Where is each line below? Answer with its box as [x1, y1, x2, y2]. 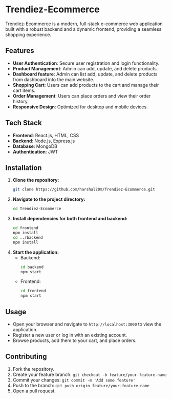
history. [12, 98, 29, 104]
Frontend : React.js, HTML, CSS [12, 132, 79, 138]
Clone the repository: [12, 177, 59, 183]
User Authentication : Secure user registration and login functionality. [12, 60, 160, 66]
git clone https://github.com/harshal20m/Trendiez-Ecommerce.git [12, 187, 155, 192]
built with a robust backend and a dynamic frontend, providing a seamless [5, 26, 162, 32]
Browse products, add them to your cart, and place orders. [12, 337, 137, 344]
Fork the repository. [12, 366, 55, 372]
